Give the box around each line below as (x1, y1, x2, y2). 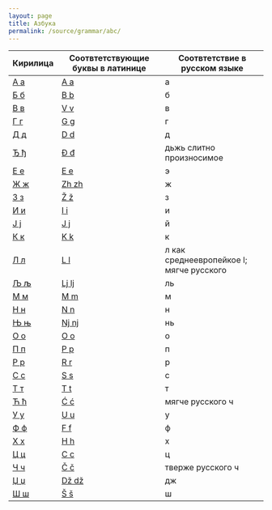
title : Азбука (8, 19, 57, 28)
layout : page (8, 11, 53, 20)
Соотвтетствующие (68, 53, 150, 64)
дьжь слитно (164, 142, 216, 154)
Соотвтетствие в (177, 53, 247, 64)
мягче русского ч (164, 396, 234, 407)
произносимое (164, 152, 224, 164)
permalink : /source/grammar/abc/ (8, 27, 121, 35)
